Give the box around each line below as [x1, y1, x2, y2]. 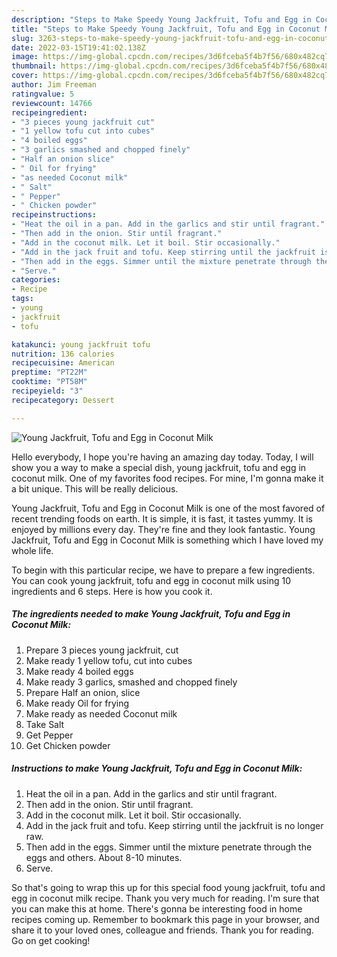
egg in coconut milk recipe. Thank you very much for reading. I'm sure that [11, 892, 320, 904]
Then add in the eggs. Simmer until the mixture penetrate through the [25, 841, 313, 853]
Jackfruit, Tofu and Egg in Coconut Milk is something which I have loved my [11, 534, 324, 546]
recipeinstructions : [11, 210, 98, 220]
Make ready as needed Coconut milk [25, 707, 178, 720]
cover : [11, 71, 39, 81]
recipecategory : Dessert [11, 395, 115, 405]
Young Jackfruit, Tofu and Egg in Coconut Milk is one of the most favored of [11, 502, 326, 514]
